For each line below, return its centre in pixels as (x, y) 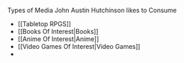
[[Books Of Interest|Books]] (58, 31)
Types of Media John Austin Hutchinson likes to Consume (92, 10)
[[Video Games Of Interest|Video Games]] (79, 46)
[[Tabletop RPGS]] (44, 24)
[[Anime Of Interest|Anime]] (58, 39)
